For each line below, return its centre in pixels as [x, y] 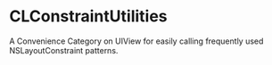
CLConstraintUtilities [88, 16]
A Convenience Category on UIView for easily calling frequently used [136, 41]
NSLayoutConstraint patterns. [64, 50]
